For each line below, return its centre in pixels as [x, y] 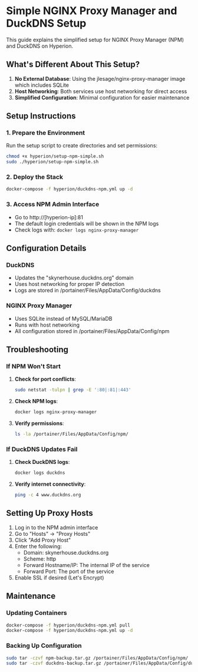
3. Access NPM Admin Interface [53, 205]
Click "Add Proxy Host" [43, 540]
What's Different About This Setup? [73, 65]
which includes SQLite [42, 85]
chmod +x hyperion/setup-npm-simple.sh [55, 157]
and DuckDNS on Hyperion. [40, 46]
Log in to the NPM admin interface [56, 527]
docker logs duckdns [40, 473]
